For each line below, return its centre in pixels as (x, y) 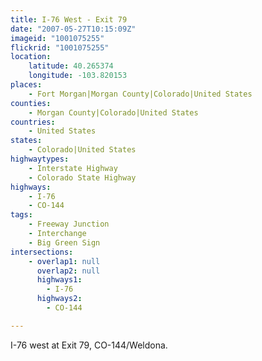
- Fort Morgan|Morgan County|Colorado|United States (140, 94)
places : (26, 85)
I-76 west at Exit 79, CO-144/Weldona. (89, 345)
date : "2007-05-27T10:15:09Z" (73, 29)
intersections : (42, 252)
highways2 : (59, 299)
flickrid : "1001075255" (60, 47)
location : (31, 57)
